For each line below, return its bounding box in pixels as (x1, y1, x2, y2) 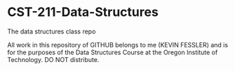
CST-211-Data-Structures (7, 4, 159, 20)
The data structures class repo (7, 27, 96, 35)
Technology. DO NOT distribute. (7, 55, 100, 63)
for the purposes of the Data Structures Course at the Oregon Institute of (7, 48, 218, 56)
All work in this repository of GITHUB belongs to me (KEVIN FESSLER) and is (7, 40, 229, 49)
